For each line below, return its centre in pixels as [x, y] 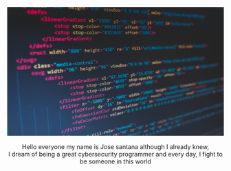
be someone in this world [115, 161]
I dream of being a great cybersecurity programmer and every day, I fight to [115, 154]
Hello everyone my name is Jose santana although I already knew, [115, 147]
